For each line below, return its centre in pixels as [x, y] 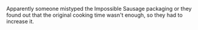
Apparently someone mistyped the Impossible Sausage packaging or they [99, 9]
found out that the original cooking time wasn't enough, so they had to [94, 15]
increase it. [20, 21]
